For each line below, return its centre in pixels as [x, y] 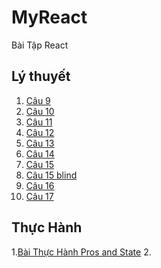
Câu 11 [39, 122]
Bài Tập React [40, 45]
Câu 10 [40, 111]
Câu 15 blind [51, 175]
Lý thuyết [41, 76]
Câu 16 [40, 185]
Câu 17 [39, 196]
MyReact [49, 17]
